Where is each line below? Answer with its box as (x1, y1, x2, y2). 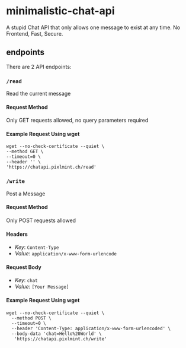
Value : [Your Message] (14, 283, 69, 290)
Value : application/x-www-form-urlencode (14, 250, 117, 257)
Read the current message (6, 90, 71, 97)
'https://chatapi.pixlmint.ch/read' (6, 164, 97, 170)
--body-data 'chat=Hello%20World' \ (11, 331, 102, 337)
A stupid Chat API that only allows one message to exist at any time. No (6, 24, 181, 31)
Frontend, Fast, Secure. (6, 30, 63, 37)
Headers (6, 230, 28, 238)
